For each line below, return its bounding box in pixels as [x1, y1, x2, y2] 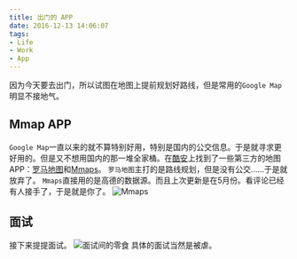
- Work [9, 46, 34, 55]
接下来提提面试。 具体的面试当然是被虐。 [9, 239, 217, 250]
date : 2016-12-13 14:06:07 [9, 21, 109, 30]
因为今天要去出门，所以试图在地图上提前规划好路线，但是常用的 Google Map [9, 80, 282, 90]
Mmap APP [9, 117, 73, 132]
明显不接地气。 [9, 90, 64, 101]
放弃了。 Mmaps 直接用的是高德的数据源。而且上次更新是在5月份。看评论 [9, 175, 270, 185]
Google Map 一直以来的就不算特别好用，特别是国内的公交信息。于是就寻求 [9, 141, 275, 152]
